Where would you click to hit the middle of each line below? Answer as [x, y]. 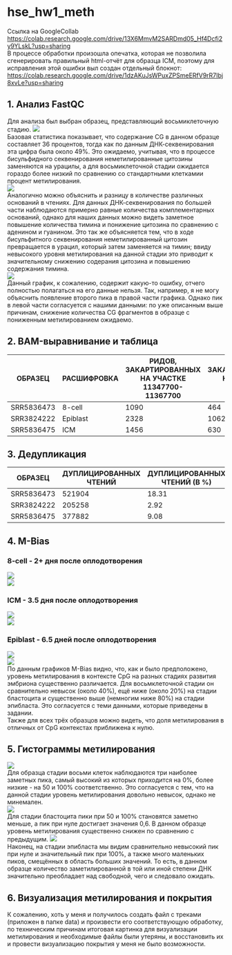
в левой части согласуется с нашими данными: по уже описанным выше [115, 304]
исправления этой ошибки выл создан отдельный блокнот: [95, 68]
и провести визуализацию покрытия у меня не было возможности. [106, 944]
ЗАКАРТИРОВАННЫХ [163, 370]
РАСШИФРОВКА [90, 378]
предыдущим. [28, 839]
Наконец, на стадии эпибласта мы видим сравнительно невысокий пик [113, 847]
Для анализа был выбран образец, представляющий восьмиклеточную [113, 121]
